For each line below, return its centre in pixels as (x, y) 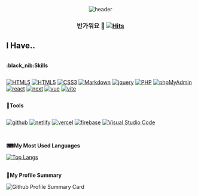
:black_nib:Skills (27, 65)
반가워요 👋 (91, 26)
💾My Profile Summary (34, 175)
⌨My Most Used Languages (43, 145)
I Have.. (21, 46)
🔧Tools (15, 105)
